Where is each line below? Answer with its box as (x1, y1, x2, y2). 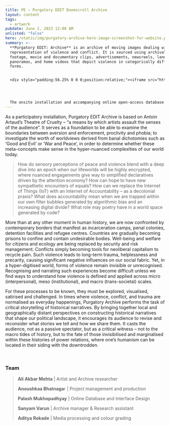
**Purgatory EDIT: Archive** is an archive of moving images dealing (10, 45, 159, 50)
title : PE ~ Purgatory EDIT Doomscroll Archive (5, 7, 108, 13)
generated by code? (17, 209, 60, 216)
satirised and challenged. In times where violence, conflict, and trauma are (5, 293, 161, 300)
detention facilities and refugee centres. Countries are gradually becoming (5, 230, 161, 236)
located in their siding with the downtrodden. (5, 342, 99, 348)
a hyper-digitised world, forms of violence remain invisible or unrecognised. (5, 262, 163, 268)
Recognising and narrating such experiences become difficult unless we (5, 268, 156, 274)
